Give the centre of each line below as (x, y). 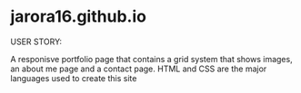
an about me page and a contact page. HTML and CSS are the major (139, 69)
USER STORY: (36, 42)
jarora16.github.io (78, 17)
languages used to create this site (74, 78)
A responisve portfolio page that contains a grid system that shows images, (152, 59)
